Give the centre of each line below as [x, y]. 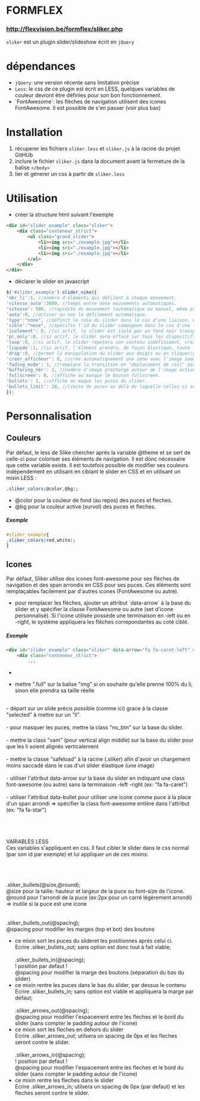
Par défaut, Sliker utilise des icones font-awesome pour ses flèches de [93, 579]
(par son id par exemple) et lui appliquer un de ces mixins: [77, 854]
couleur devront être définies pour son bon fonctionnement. [88, 95]
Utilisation [32, 198]
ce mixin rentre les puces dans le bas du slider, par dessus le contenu [100, 985]
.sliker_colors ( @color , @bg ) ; [42, 489]
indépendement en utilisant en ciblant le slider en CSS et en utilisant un [93, 471]
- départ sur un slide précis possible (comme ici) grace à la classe [87, 708]
